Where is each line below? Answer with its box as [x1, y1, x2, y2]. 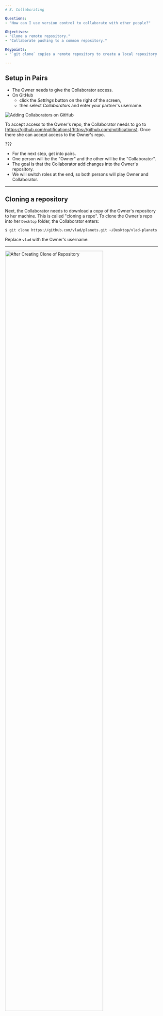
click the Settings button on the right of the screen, [19, 97, 121, 103]
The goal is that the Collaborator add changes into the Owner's [12, 161, 138, 167]
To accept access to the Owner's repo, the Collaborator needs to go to [5, 121, 147, 127]
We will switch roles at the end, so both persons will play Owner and [12, 171, 149, 177]
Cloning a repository [5, 195, 68, 203]
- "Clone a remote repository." [5, 34, 70, 39]
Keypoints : [5, 47, 27, 52]
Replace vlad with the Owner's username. [5, 237, 89, 243]
